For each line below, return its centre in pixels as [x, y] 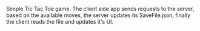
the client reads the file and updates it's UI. [60, 22]
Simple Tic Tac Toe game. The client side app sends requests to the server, [100, 9]
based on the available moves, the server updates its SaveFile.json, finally [98, 15]
